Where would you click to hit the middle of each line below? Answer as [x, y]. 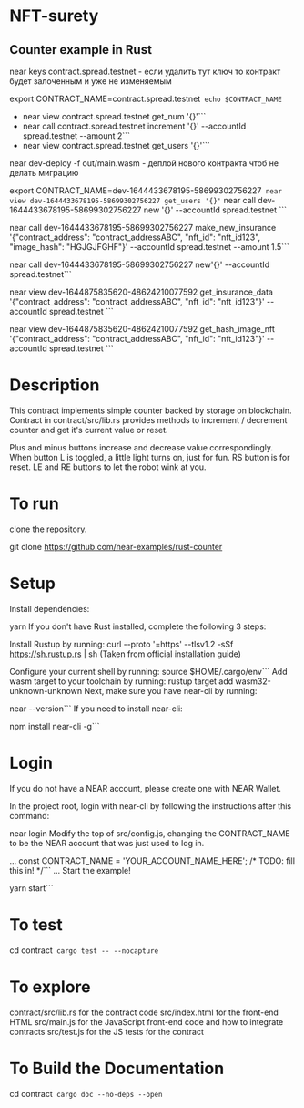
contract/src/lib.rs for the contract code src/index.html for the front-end [144, 1012]
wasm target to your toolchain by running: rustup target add [122, 681]
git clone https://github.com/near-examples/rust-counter [116, 546]
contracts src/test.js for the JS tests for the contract [107, 1031]
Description [55, 385]
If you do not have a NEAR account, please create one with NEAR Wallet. [146, 788]
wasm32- [253, 681]
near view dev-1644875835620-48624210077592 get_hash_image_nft [142, 329]
